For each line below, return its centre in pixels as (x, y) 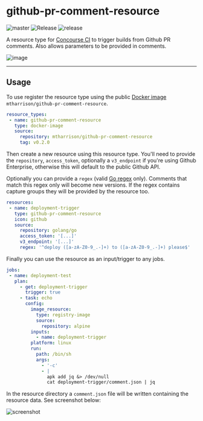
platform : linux (51, 343)
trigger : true (43, 292)
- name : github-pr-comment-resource (55, 120)
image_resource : (51, 309)
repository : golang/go (48, 231)
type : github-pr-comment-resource (58, 214)
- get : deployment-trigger (53, 287)
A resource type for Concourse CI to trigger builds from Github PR (89, 39)
